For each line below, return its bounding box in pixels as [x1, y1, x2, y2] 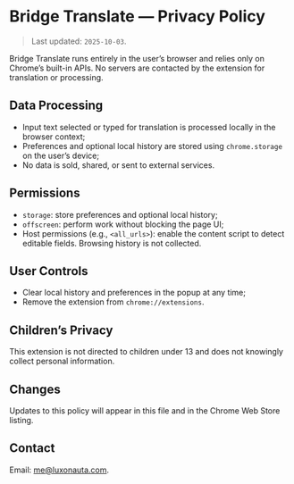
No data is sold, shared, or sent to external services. [21, 159, 215, 171]
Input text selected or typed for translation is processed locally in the [21, 121, 276, 132]
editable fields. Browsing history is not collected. [21, 238, 202, 248]
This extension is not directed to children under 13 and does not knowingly [9, 346, 284, 357]
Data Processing [9, 98, 104, 113]
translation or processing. [9, 71, 105, 82]
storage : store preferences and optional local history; [21, 209, 218, 220]
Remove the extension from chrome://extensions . [21, 296, 205, 307]
